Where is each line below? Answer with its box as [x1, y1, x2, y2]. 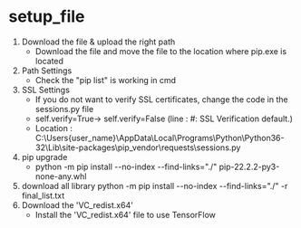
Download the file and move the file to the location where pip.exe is [34, 45, 287, 56]
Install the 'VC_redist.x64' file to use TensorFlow [34, 209, 217, 220]
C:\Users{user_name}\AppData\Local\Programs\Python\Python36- [34, 132, 285, 143]
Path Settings [21, 65, 73, 76]
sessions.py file [34, 103, 94, 114]
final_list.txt [21, 190, 65, 201]
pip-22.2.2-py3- [218, 161, 280, 172]
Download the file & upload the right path [21, 36, 176, 47]
